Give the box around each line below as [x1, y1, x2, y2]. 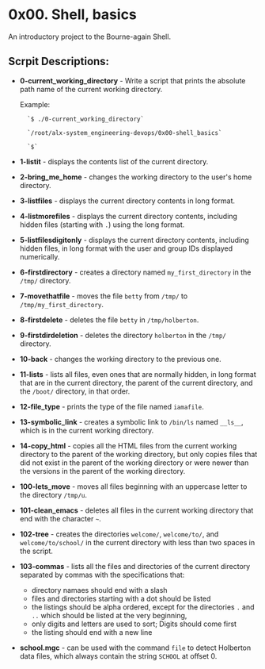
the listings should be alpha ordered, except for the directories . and [31, 602, 255, 612]
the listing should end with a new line [31, 627, 153, 636]
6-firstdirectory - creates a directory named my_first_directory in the [19, 267, 252, 277]
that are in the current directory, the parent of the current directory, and [19, 378, 253, 387]
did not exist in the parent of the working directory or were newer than [19, 458, 249, 467]
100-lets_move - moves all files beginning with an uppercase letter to [19, 482, 248, 491]
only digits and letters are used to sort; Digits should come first [31, 619, 237, 629]
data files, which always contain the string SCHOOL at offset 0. [19, 651, 218, 660]
